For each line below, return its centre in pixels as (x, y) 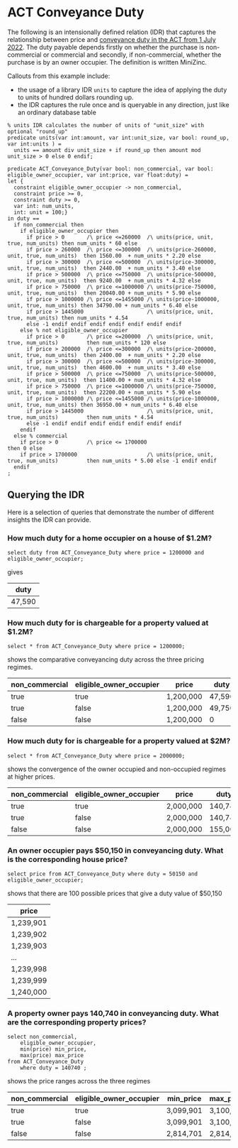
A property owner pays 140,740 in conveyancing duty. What (113, 1013)
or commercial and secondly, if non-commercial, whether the (132, 55)
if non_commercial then (49, 224)
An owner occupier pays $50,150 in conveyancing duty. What (115, 851)
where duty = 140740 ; (53, 1068)
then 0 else (25, 448)
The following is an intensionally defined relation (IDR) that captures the (112, 32)
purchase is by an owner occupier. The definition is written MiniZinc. (107, 62)
